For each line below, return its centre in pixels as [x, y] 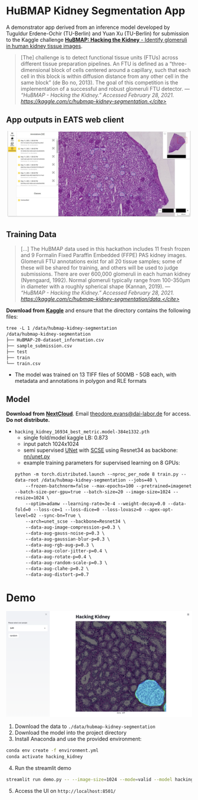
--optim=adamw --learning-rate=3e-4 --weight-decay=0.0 [95, 504]
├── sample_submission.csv [39, 346]
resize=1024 [29, 498]
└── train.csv [24, 363]
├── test [17, 352]
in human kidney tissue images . [44, 46]
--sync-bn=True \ [60, 515]
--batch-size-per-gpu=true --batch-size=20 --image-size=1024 [93, 492]
